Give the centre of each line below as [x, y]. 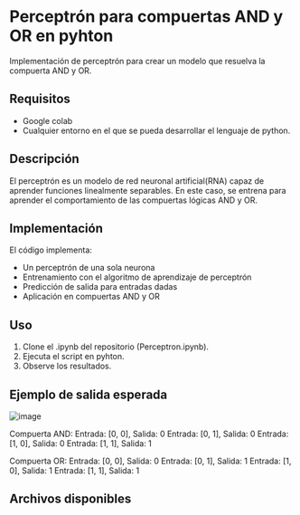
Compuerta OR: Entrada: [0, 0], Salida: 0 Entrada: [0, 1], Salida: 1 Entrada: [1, [150, 461]
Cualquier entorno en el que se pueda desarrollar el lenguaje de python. [156, 130]
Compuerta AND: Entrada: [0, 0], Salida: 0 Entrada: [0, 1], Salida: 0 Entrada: [149, 434]
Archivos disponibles [70, 499]
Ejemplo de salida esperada [89, 394]
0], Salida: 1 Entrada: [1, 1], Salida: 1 [75, 471]
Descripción [44, 159]
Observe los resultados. [67, 366]
